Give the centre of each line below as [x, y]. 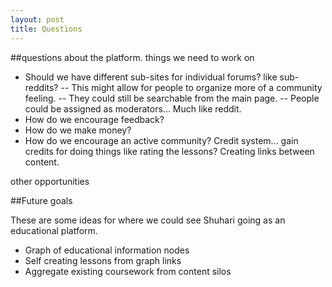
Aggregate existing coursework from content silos [128, 271]
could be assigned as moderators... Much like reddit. [133, 108]
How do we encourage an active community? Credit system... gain [161, 140]
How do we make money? [78, 130]
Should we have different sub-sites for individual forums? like [151, 77]
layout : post [37, 19]
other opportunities [50, 181]
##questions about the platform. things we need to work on [132, 57]
